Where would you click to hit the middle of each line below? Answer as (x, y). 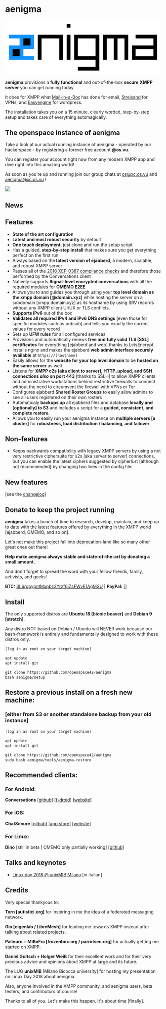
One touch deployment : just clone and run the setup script (72, 245)
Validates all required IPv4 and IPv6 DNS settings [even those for (80, 318)
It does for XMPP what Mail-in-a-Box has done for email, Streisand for (77, 97)
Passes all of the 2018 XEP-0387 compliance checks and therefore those (86, 271)
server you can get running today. (40, 87)
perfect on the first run (35, 255)
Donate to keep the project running (60, 510)
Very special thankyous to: (32, 902)
